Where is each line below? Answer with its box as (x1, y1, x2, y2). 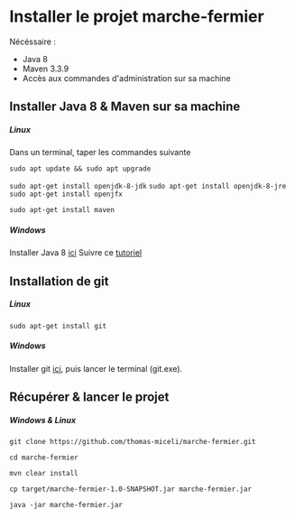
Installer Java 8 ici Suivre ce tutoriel (9, 247, 143, 258)
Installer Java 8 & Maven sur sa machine (9, 99, 241, 115)
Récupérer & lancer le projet (9, 389, 170, 404)
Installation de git (9, 273, 109, 289)
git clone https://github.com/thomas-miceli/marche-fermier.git (9, 437, 256, 446)
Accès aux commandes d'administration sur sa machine (22, 72, 232, 83)
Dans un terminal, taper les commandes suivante (9, 147, 191, 158)
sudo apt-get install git (9, 321, 106, 330)
